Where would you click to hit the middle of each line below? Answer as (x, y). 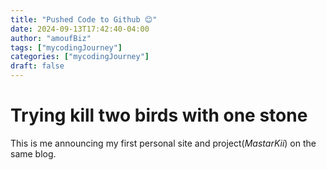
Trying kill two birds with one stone (159, 115)
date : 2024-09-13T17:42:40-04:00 (80, 29)
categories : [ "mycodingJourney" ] (80, 57)
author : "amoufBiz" (51, 38)
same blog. (33, 153)
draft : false (37, 66)
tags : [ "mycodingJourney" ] (66, 47)
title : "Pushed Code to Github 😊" (84, 19)
